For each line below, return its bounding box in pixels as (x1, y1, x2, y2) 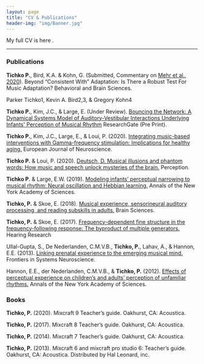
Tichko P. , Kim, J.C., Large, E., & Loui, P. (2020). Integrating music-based (6, 132, 190, 140)
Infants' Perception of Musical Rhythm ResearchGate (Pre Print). (6, 121, 167, 128)
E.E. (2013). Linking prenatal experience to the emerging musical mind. (6, 249, 183, 257)
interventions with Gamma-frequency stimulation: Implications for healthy (6, 139, 190, 146)
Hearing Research (6, 231, 52, 238)
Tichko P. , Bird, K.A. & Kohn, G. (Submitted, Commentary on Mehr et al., (6, 71, 186, 79)
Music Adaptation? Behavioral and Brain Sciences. (6, 84, 132, 92)
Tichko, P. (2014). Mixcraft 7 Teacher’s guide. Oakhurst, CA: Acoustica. (6, 332, 185, 340)
